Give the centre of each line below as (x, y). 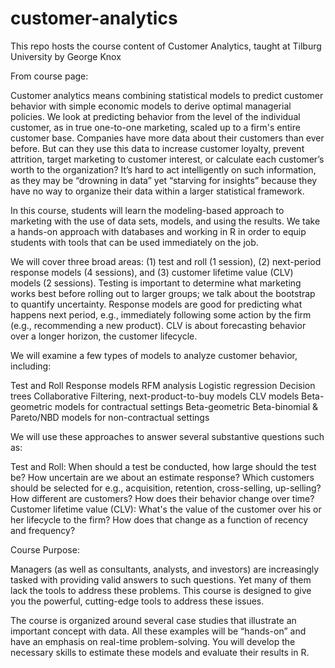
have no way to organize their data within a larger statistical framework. (157, 191)
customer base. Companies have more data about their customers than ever (167, 138)
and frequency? (43, 530)
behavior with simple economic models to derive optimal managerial (151, 106)
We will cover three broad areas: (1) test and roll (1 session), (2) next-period (166, 261)
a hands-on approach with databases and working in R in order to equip (158, 231)
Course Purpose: (45, 549)
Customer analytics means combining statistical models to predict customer (167, 95)
